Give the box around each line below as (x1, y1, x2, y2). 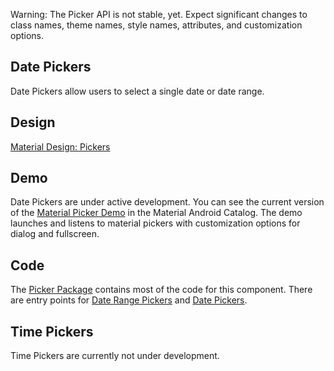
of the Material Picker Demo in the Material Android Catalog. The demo (10, 207, 303, 219)
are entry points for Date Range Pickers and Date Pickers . (10, 294, 248, 306)
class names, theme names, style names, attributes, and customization (10, 19, 303, 31)
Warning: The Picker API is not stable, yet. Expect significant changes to (10, 9, 308, 20)
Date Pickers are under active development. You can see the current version (10, 196, 325, 208)
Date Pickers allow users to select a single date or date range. (10, 85, 265, 97)
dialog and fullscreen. (10, 228, 100, 240)
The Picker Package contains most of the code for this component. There (10, 284, 313, 296)
